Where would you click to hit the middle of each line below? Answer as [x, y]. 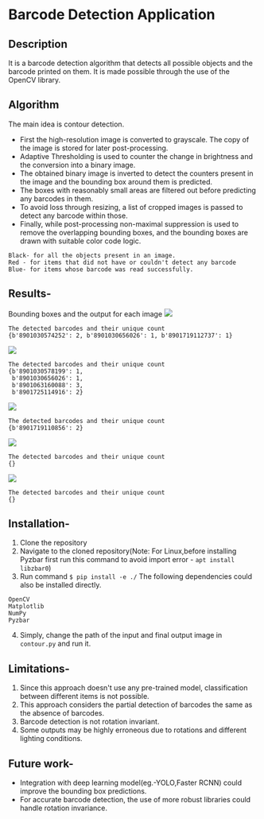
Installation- [39, 524]
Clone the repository [53, 543]
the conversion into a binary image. [78, 165]
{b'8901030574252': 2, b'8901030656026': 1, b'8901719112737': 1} [120, 336]
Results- [30, 294]
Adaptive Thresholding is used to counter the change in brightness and [136, 156]
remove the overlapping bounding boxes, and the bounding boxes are [134, 232]
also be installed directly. [60, 585]
